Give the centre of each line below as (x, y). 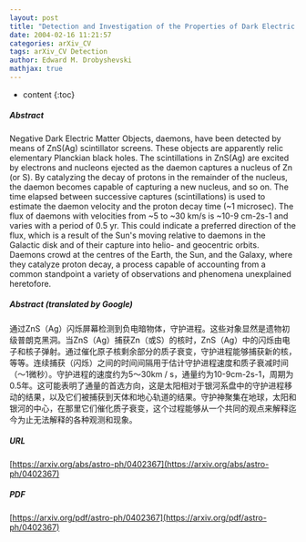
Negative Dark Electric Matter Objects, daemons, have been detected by (145, 138)
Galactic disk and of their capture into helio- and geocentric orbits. (134, 245)
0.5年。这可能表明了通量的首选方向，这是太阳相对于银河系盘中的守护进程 (147, 385)
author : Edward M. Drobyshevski (71, 60)
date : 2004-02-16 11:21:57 (61, 35)
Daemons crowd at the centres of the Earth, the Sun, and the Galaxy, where (151, 254)
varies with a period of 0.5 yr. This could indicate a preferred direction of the (153, 225)
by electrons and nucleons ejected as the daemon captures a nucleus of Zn (151, 167)
